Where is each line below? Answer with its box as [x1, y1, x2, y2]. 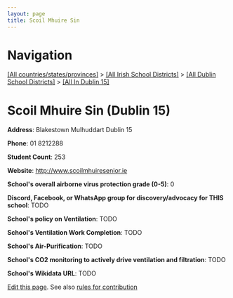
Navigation [7, 47, 72, 63]
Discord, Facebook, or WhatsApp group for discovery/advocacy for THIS [7, 194, 224, 202]
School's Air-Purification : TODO [7, 242, 103, 250]
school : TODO [7, 201, 49, 209]
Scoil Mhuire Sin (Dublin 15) [7, 103, 171, 118]
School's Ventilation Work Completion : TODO [7, 228, 142, 237]
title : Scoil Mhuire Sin [7, 17, 80, 24]
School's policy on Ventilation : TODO [7, 215, 118, 223]
